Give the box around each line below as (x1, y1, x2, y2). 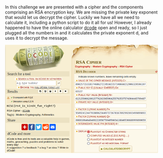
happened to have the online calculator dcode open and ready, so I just (5, 25, 147, 31)
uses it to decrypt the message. (5, 35, 68, 41)
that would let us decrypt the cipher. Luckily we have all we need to (5, 15, 140, 20)
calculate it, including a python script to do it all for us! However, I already (5, 19, 152, 25)
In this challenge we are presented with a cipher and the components (5, 4, 144, 10)
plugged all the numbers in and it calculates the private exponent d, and (5, 30, 149, 35)
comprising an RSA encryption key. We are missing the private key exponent (5, 9, 158, 15)
